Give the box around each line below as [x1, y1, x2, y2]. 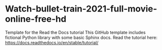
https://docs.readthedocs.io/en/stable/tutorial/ [5, 39, 99, 45]
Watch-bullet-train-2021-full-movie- [5, 3, 158, 14]
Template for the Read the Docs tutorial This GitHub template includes [5, 29, 146, 35]
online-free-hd [5, 13, 67, 25]
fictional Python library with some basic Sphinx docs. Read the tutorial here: [5, 35, 158, 40]
